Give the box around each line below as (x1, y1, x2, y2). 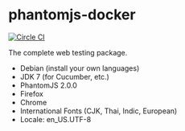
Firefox (19, 88, 44, 98)
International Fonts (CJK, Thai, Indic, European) (19, 106, 178, 116)
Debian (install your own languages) (19, 63, 140, 73)
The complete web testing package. (8, 47, 128, 57)
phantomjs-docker (8, 6, 136, 24)
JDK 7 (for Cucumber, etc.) (19, 72, 110, 81)
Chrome (19, 97, 47, 107)
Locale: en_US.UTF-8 (19, 114, 92, 124)
